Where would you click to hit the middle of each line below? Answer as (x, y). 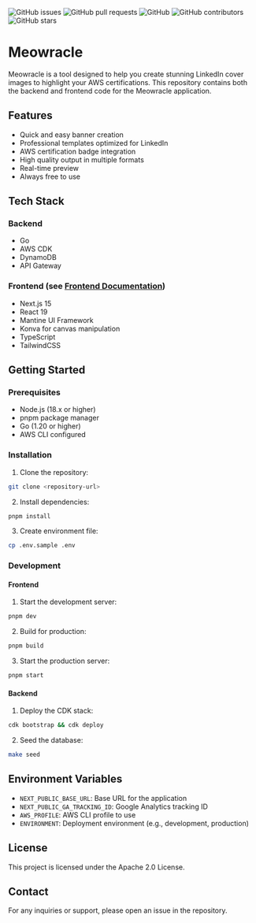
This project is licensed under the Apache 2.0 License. (96, 867)
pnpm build (26, 646)
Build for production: (53, 632)
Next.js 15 (35, 303)
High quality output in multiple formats (82, 159)
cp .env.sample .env (42, 546)
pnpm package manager (59, 418)
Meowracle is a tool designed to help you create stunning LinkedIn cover (126, 74)
